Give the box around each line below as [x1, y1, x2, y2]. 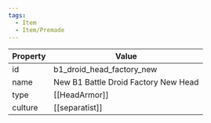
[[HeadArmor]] [53, 89, 109, 100]
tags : [8, 11, 26, 20]
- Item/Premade [15, 26, 65, 34]
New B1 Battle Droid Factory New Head [53, 77, 199, 88]
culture [12, 103, 38, 114]
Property [12, 51, 46, 62]
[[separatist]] [53, 103, 104, 114]
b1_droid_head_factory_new [53, 64, 158, 75]
